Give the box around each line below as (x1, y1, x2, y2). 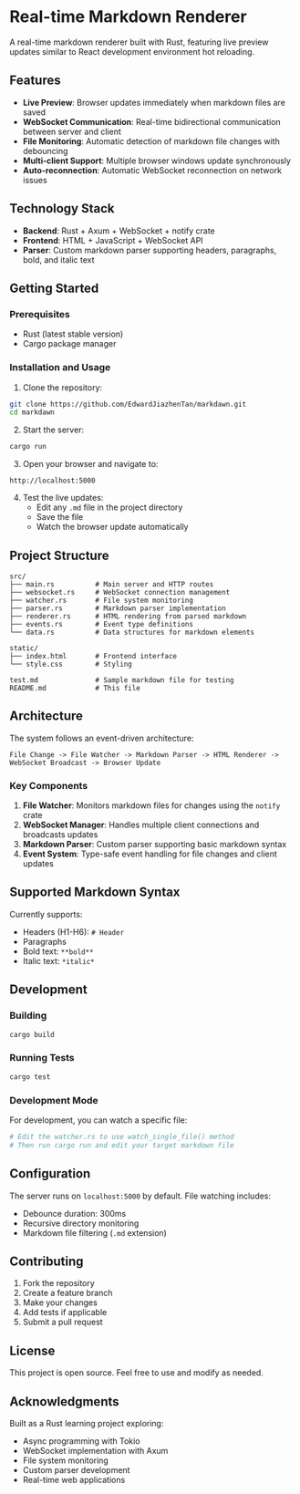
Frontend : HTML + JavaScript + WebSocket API (22, 234, 203, 245)
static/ (9, 643, 39, 653)
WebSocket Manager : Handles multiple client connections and (22, 819, 260, 831)
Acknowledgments (9, 1394, 120, 1409)
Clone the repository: (22, 381, 103, 393)
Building (9, 1010, 47, 1022)
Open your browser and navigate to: (22, 459, 159, 470)
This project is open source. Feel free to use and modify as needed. (9, 1367, 264, 1378)
